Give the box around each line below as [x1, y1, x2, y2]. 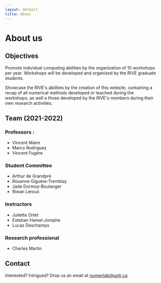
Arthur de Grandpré [12, 173, 52, 179]
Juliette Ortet [12, 212, 39, 218]
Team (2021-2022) [5, 114, 63, 122]
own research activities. [5, 100, 53, 106]
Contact [5, 260, 30, 268]
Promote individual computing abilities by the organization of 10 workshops [5, 65, 155, 71]
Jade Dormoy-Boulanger [12, 183, 62, 190]
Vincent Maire [12, 140, 40, 146]
